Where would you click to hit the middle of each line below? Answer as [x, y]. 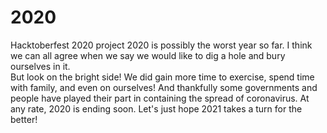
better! [24, 119]
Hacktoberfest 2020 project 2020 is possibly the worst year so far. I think [161, 45]
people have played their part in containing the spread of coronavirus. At [160, 98]
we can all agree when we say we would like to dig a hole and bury [148, 55]
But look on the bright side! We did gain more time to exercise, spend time [162, 77]
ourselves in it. [40, 66]
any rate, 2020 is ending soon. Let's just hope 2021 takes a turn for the [156, 108]
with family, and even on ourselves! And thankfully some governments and [164, 87]
